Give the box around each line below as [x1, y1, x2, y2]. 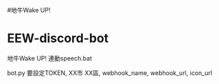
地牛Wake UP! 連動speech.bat [7, 54, 93, 62]
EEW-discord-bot [7, 30, 109, 46]
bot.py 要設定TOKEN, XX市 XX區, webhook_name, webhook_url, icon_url [7, 68, 213, 77]
